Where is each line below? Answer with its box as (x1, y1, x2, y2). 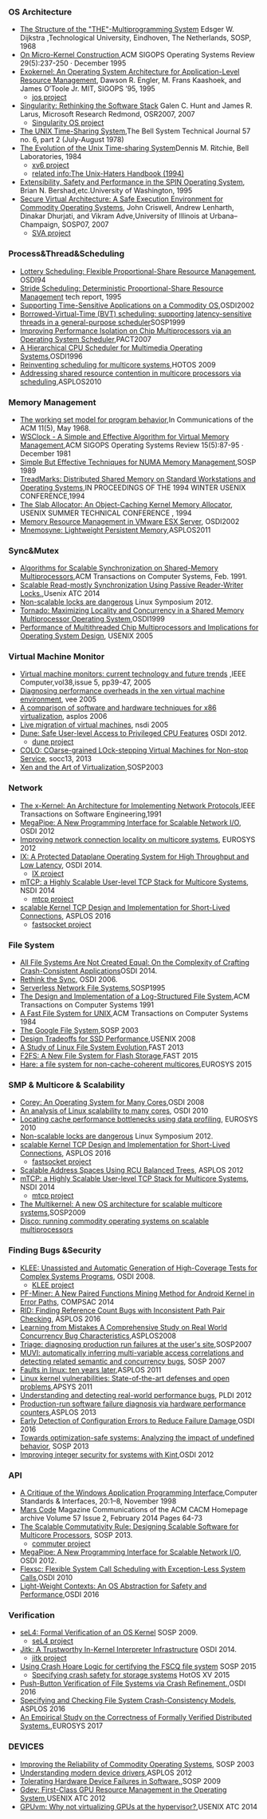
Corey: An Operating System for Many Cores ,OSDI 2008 (19, 1098, 205, 1107)
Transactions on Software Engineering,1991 (19, 809, 162, 819)
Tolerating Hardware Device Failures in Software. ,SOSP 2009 (19, 1776, 222, 1785)
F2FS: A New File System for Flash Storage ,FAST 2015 (19, 1051, 198, 1061)
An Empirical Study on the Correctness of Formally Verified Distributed (19, 1713, 253, 1722)
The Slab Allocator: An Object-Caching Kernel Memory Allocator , (19, 499, 233, 509)
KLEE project (31, 1280, 74, 1289)
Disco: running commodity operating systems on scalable (19, 1217, 210, 1226)
